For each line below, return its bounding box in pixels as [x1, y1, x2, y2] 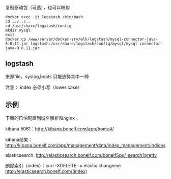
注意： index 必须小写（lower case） [5, 84, 82, 90]
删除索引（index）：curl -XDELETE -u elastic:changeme [5, 162, 121, 168]
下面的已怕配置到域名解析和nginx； [5, 115, 80, 121]
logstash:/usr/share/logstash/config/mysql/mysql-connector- [30, 41, 163, 46]
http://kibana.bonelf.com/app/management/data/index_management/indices [5, 142, 166, 148]
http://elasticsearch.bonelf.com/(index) [5, 168, 88, 174]
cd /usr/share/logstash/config [5, 23, 72, 28]
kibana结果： [5, 136, 33, 142]
